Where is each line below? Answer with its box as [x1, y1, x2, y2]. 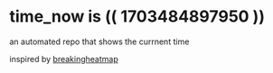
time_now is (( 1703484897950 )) [9, 6, 265, 27]
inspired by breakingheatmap [9, 53, 119, 64]
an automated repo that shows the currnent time [9, 36, 190, 47]
